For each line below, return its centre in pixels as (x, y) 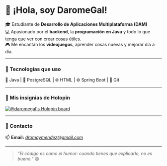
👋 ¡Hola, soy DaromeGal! (56, 10)
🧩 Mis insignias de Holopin (38, 98)
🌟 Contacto (19, 126)
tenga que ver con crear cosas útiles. (43, 39)
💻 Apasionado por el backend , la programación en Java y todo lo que (78, 31)
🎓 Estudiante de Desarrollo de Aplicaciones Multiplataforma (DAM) (76, 24)
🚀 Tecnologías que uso (33, 69)
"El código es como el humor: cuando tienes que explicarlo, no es (85, 153)
